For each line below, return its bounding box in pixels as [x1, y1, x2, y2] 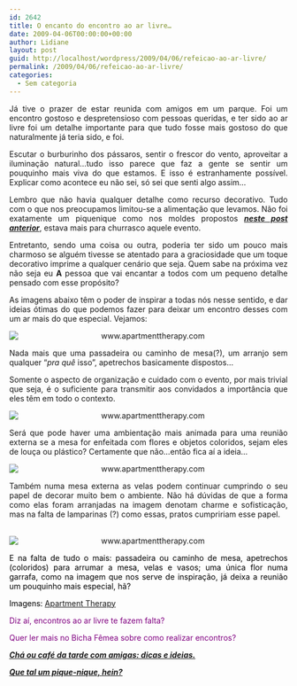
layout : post [9, 46, 57, 55]
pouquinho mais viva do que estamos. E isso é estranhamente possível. [9, 168, 288, 178]
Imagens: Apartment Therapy [9, 597, 117, 608]
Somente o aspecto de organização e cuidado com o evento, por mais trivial [9, 374, 288, 385]
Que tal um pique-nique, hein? [9, 667, 124, 677]
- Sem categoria [17, 79, 77, 88]
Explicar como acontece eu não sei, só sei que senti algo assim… [9, 176, 247, 187]
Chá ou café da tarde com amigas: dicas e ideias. [9, 649, 196, 660]
